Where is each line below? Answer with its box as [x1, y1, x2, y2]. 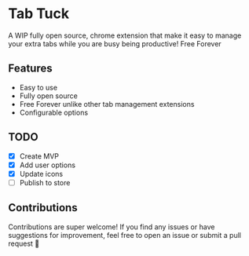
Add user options [19, 160, 76, 170]
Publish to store [19, 177, 71, 187]
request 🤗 [8, 239, 40, 248]
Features [8, 62, 53, 75]
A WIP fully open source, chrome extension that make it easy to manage [8, 31, 242, 40]
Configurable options [19, 108, 89, 117]
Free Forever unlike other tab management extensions [19, 99, 195, 108]
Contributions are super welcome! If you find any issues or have [8, 221, 215, 232]
